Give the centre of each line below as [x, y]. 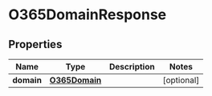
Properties [35, 44]
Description [132, 67]
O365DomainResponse [88, 15]
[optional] [181, 80]
